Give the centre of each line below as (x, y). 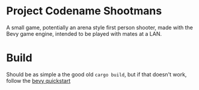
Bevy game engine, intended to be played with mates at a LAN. (84, 33)
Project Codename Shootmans (84, 11)
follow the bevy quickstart (38, 80)
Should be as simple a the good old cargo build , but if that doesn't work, (96, 74)
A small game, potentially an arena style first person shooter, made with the (100, 27)
